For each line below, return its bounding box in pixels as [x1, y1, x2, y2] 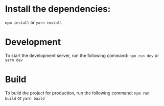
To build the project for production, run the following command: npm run [5, 90, 150, 96]
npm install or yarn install [5, 19, 63, 25]
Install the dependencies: [5, 3, 111, 15]
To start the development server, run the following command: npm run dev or [5, 53, 159, 58]
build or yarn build [5, 95, 45, 101]
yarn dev [5, 57, 23, 63]
